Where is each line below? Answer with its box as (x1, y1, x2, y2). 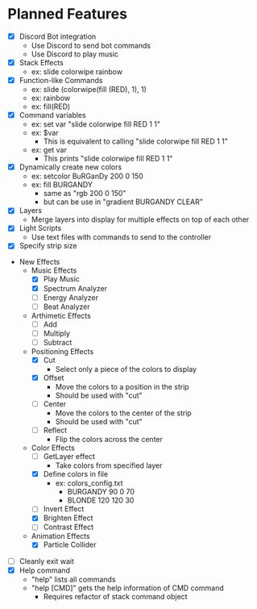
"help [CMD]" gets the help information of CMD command (31, 582, 224, 593)
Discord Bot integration (19, 31, 97, 41)
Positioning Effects (31, 346, 94, 356)
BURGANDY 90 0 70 (67, 487, 135, 497)
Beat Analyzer (43, 302, 90, 311)
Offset (43, 373, 64, 382)
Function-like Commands (19, 76, 103, 86)
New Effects (19, 257, 60, 267)
